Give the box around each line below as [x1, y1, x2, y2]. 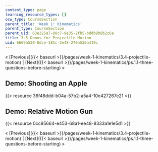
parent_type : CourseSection [5, 26, 65, 31]
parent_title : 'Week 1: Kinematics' [5, 21, 82, 27]
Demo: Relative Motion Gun [5, 107, 93, 116]
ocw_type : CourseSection [5, 17, 58, 22]
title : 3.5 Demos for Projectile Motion [5, 36, 92, 41]
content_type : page [5, 7, 46, 13]
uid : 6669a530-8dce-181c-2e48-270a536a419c [5, 40, 98, 45]
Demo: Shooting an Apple [5, 79, 87, 88]
